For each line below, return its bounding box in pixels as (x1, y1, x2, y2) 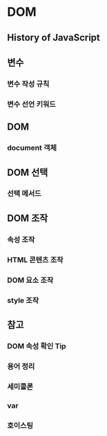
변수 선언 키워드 (7, 99, 56, 109)
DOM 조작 (7, 212, 48, 224)
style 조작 (7, 295, 39, 305)
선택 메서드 (7, 189, 42, 199)
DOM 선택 (7, 166, 48, 178)
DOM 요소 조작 (7, 275, 53, 285)
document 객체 (7, 143, 57, 152)
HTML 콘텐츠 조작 (7, 255, 64, 264)
